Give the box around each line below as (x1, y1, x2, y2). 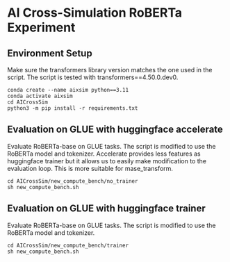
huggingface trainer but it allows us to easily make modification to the (7, 156, 207, 165)
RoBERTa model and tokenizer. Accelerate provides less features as (7, 149, 201, 158)
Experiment (7, 19, 76, 35)
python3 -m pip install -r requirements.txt (7, 105, 138, 112)
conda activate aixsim (7, 92, 73, 99)
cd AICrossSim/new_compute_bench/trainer (7, 242, 129, 249)
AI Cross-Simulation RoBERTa (7, 5, 183, 21)
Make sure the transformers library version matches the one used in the (7, 66, 213, 74)
